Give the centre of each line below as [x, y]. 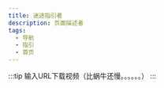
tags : [17, 30]
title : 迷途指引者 [35, 15]
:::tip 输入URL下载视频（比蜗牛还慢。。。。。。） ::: [82, 76]
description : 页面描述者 [46, 23]
